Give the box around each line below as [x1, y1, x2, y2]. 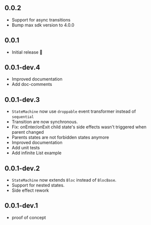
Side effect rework [11, 187, 49, 193]
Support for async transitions [11, 17, 71, 22]
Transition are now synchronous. [11, 119, 78, 125]
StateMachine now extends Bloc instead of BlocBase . [11, 177, 117, 183]
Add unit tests [11, 145, 40, 151]
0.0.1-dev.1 [4, 202, 38, 210]
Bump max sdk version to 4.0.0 [11, 22, 74, 28]
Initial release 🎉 [11, 49, 43, 55]
